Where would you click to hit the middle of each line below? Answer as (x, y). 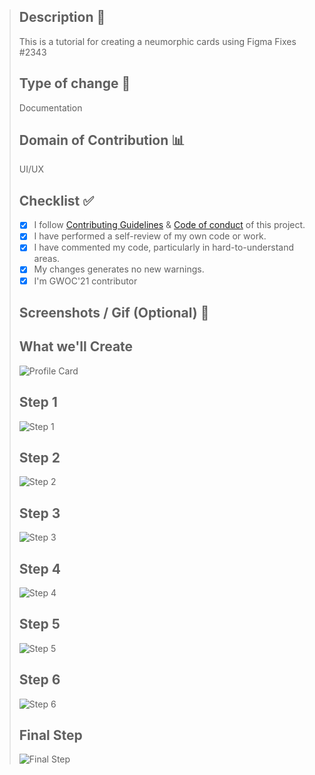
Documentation (50, 107)
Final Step (50, 735)
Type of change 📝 (74, 83)
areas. (47, 259)
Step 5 (39, 624)
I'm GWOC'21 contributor (85, 281)
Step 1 (38, 402)
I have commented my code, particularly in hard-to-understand (164, 247)
